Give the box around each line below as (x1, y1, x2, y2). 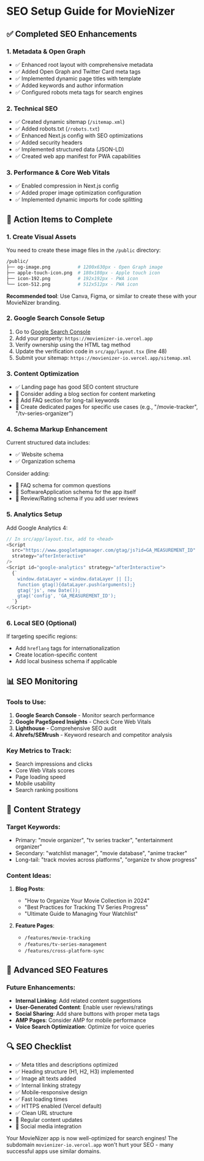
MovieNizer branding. (6, 299, 61, 306)
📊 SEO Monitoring (6, 676, 78, 687)
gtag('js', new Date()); (17, 587, 81, 593)
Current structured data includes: (6, 439, 91, 446)
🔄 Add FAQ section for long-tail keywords (15, 397, 120, 404)
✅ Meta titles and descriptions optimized (15, 1060, 118, 1068)
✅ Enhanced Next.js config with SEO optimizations (15, 132, 143, 139)
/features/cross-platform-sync (24, 948, 105, 954)
